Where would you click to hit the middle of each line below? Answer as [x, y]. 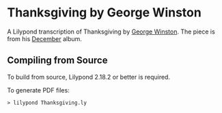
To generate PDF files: [38, 90]
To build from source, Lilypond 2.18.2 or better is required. [89, 77]
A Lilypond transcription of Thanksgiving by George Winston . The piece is [111, 32]
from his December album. [44, 38]
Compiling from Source [57, 61]
